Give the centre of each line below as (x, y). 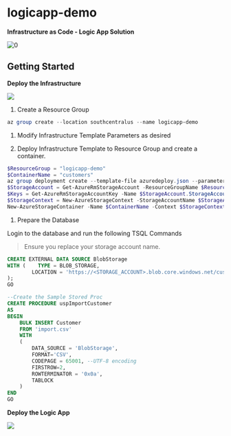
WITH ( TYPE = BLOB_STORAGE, (53, 265)
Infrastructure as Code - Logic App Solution (71, 32)
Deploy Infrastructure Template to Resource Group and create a (107, 149)
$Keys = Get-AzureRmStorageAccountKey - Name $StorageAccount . (98, 194)
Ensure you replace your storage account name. (92, 246)
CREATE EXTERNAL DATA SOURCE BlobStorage (67, 259)
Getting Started (41, 67)
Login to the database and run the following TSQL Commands (95, 233)
